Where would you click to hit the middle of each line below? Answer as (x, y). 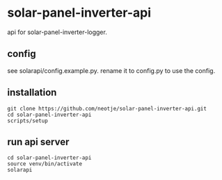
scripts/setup (28, 121)
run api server (38, 141)
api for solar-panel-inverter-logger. (57, 32)
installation (32, 93)
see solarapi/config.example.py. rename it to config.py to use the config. (111, 70)
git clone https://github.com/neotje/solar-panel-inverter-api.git (107, 108)
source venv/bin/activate (45, 164)
